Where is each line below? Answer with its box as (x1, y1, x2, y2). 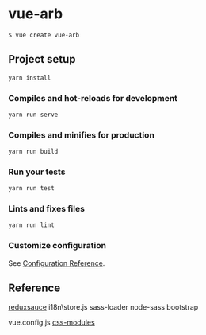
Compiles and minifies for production (8, 129, 154, 140)
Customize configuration (8, 240, 107, 251)
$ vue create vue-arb (8, 31, 80, 39)
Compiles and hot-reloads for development (8, 92, 178, 103)
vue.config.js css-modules (8, 317, 95, 327)
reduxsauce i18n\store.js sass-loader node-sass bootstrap (8, 302, 199, 312)
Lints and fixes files (8, 204, 86, 215)
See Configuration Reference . (8, 258, 105, 267)
